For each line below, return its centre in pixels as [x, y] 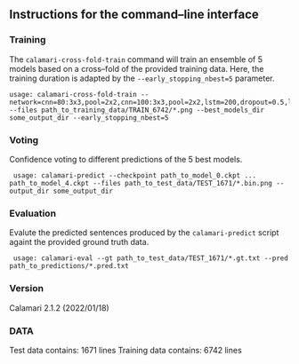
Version [27, 289]
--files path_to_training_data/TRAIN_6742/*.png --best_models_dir [137, 110]
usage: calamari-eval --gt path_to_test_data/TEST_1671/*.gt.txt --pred [151, 258]
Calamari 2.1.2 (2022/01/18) [59, 308]
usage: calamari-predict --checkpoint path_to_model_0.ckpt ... [134, 175]
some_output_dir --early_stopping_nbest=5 [89, 118]
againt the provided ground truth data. [79, 242]
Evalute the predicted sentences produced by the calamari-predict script [144, 233]
